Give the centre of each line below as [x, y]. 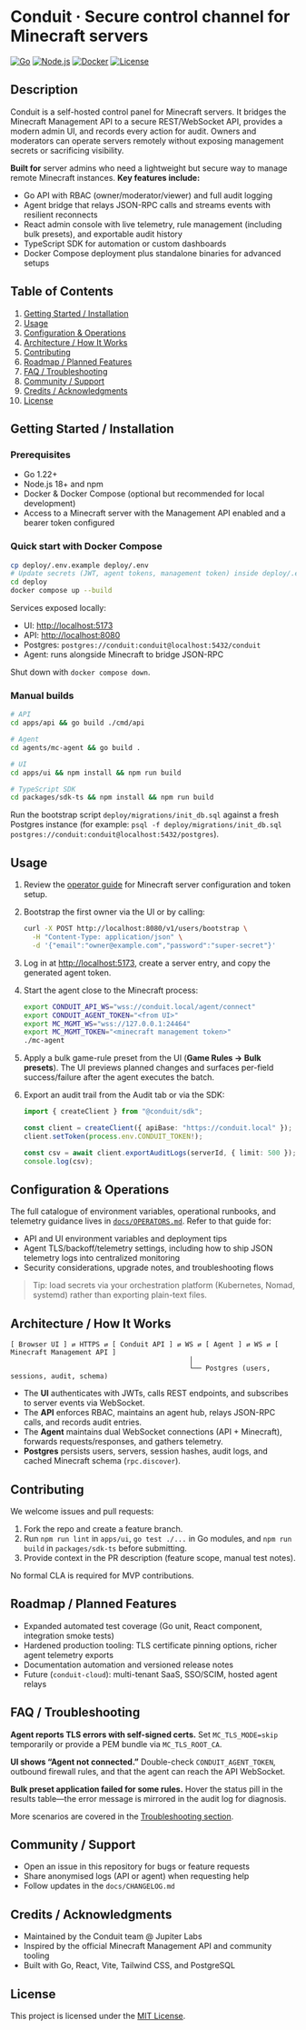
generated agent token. [67, 972]
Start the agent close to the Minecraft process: [111, 990]
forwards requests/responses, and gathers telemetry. [123, 1442]
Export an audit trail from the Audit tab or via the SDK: [124, 1095]
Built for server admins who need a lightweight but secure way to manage [149, 168]
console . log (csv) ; [58, 1161]
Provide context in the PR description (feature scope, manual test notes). [159, 1557]
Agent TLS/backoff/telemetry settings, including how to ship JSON [148, 1248]
